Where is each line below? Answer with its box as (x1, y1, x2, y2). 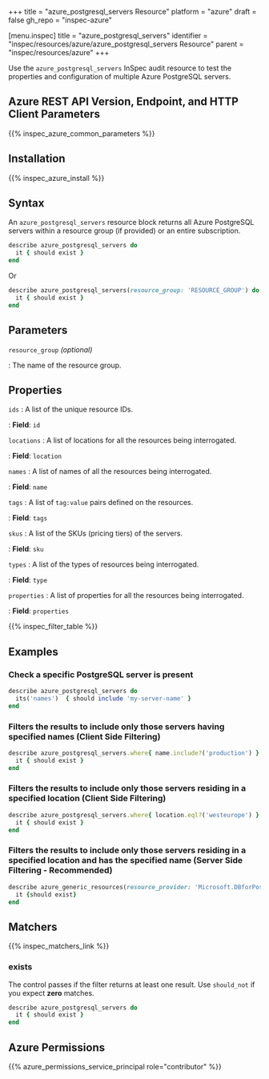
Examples (8, 644, 58, 659)
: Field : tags (8, 513, 48, 523)
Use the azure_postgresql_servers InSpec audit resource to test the (8, 63, 232, 73)
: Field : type (8, 576, 48, 585)
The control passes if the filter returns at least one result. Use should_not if (8, 980, 255, 989)
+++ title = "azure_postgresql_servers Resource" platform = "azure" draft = (8, 7, 257, 16)
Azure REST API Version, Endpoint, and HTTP (8, 95, 239, 109)
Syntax (8, 196, 45, 211)
